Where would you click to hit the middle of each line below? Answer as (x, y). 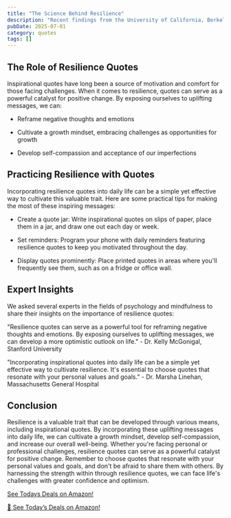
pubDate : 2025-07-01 (37, 26)
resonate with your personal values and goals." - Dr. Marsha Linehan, (105, 377)
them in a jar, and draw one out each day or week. (88, 226)
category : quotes (32, 33)
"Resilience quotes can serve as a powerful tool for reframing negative (107, 327)
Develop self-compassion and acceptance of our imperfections (107, 153)
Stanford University (35, 349)
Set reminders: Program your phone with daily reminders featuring (111, 240)
